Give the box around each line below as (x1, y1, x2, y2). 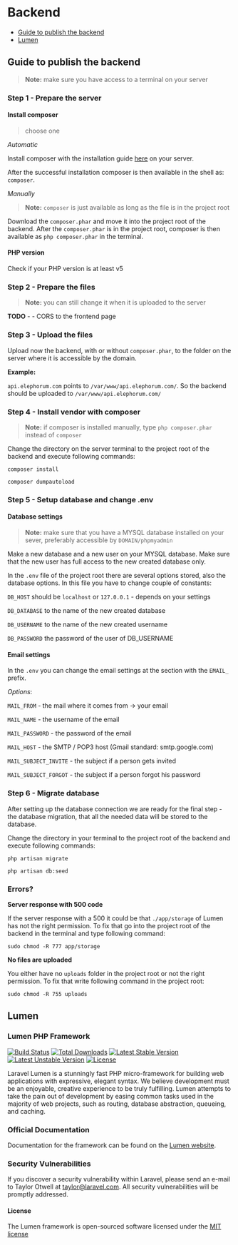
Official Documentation (7, 1124, 90, 1134)
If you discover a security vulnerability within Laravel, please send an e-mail (7, 1175, 230, 1184)
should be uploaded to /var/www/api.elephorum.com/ (7, 389, 162, 397)
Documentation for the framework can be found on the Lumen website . (7, 1141, 216, 1149)
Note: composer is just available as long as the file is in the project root (24, 203, 230, 211)
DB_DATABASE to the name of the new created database (7, 606, 166, 615)
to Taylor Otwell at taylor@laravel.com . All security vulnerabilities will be (7, 1182, 219, 1191)
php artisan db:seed (7, 868, 69, 875)
